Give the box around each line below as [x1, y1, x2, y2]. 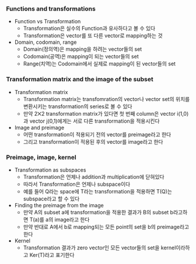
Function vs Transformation [14, 18, 81, 25]
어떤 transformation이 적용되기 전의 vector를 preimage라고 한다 [23, 131, 171, 138]
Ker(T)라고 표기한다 [29, 251, 75, 258]
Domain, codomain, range [14, 39, 77, 46]
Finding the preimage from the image [14, 202, 104, 209]
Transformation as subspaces [14, 166, 86, 173]
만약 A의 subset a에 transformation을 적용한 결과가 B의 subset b [23, 209, 174, 216]
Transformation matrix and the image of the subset [6, 75, 153, 84]
